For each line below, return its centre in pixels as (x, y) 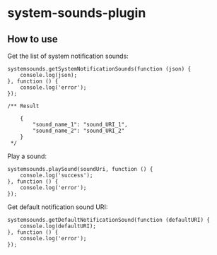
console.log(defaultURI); (58, 226)
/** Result (23, 106)
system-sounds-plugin (77, 13)
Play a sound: (27, 156)
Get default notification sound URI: (58, 207)
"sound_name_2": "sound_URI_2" (79, 131)
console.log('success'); (57, 175)
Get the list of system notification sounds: (68, 56)
